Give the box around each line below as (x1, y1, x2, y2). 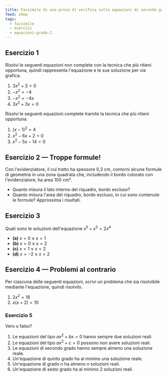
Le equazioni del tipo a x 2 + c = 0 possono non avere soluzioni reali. (12, 339, 151, 346)
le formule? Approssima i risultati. (12, 197, 81, 203)
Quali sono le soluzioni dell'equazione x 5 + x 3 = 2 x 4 (5, 225, 111, 231)
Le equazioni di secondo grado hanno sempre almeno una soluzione (12, 345, 153, 351)
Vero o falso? (5, 323, 32, 329)
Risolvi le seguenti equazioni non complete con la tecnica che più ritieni (5, 62, 152, 68)
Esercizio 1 (5, 49, 39, 57)
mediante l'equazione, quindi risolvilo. (5, 284, 83, 290)
